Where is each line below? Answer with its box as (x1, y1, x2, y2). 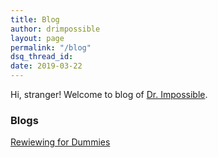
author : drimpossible (10, 24, 101, 34)
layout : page (10, 33, 65, 43)
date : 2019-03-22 (10, 61, 83, 71)
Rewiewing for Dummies (10, 136, 111, 148)
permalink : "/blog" (10, 42, 92, 53)
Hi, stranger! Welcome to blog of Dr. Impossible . (10, 89, 208, 100)
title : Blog (10, 14, 60, 25)
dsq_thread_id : (10, 52, 74, 62)
